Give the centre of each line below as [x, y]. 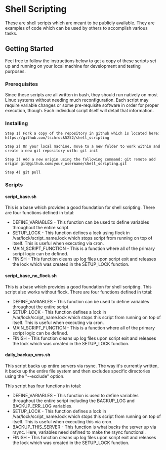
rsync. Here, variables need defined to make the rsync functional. [79, 432]
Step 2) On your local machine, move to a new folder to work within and [83, 147]
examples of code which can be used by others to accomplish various [77, 28]
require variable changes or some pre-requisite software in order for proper [82, 105]
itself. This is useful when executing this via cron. [62, 421]
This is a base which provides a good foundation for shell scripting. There [80, 207]
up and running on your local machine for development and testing [73, 66]
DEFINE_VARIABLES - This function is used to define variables [75, 395]
